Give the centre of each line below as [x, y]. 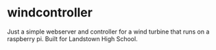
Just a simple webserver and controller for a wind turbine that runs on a [108, 32]
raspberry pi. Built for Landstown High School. [73, 38]
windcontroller [50, 13]
